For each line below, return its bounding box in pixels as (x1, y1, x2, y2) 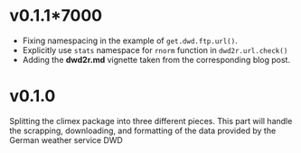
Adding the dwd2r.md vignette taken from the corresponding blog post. (22, 54, 291, 65)
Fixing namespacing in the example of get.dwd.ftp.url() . (22, 35, 238, 46)
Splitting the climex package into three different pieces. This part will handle (9, 115, 293, 126)
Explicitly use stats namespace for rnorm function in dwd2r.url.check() (22, 44, 288, 55)
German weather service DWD (9, 134, 124, 145)
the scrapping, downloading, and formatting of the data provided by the (9, 125, 277, 136)
